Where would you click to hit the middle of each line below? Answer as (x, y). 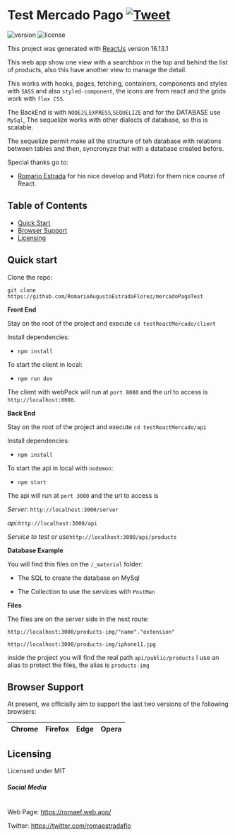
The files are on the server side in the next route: (78, 619)
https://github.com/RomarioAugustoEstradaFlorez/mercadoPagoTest (105, 296)
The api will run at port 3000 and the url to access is (83, 495)
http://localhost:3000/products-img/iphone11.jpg (82, 644)
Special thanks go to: (38, 162)
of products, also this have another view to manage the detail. (97, 69)
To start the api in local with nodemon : (60, 468)
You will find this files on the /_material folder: (75, 564)
